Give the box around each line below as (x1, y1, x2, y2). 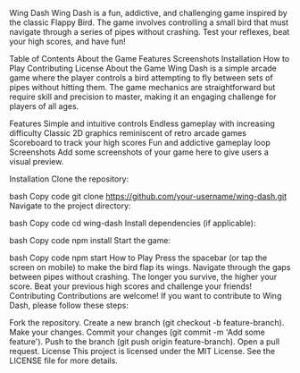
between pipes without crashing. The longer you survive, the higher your (9, 272, 278, 282)
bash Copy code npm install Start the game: (9, 235, 171, 245)
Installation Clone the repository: (9, 174, 129, 184)
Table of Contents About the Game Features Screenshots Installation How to (9, 54, 290, 64)
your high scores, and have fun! (9, 36, 127, 47)
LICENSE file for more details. (9, 355, 118, 366)
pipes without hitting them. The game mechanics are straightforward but (9, 82, 276, 92)
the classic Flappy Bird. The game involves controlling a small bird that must (9, 17, 288, 28)
